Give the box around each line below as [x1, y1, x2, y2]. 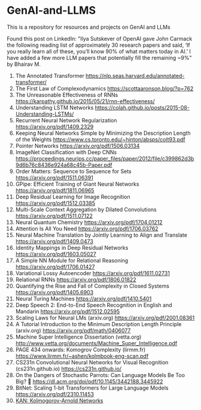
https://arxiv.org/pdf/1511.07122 [15, 212, 93, 219]
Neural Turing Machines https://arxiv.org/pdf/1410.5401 [15, 295, 152, 302]
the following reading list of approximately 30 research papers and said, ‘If [7, 41, 190, 49]
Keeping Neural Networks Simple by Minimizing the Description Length [15, 129, 191, 137]
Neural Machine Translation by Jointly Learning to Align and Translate [15, 231, 188, 239]
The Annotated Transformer [15, 72, 84, 79]
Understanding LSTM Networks [15, 104, 94, 111]
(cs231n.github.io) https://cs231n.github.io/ [15, 365, 122, 372]
